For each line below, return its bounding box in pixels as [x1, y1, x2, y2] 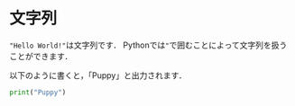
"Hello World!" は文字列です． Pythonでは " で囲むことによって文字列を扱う [9, 40, 288, 50]
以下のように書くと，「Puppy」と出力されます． [9, 69, 187, 81]
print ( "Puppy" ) [9, 87, 67, 97]
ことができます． [9, 50, 73, 61]
